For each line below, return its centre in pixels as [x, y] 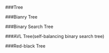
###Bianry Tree [21, 17]
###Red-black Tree [25, 46]
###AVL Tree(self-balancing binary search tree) [55, 36]
